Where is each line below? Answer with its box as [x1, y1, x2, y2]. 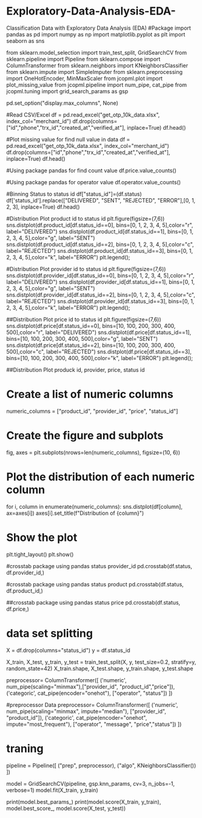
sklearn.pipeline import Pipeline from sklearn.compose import [6, 55, 161, 62]
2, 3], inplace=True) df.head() [6, 203, 80, 210]
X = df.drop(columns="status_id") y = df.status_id [6, 646, 130, 654]
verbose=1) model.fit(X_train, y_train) [6, 786, 98, 794]
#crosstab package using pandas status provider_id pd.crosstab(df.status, [6, 562, 192, 569]
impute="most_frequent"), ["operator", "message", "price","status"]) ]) [6, 720, 182, 728]
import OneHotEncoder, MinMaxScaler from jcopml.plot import [6, 75, 163, 82]
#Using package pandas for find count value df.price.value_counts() [6, 167, 177, 174]
